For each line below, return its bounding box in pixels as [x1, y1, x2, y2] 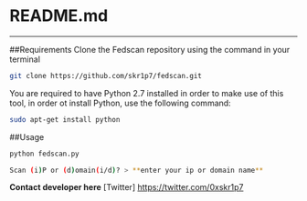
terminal [9, 54, 41, 65]
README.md [9, 5, 109, 26]
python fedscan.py [9, 149, 79, 158]
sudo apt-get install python [9, 115, 121, 124]
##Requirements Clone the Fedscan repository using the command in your [9, 44, 291, 55]
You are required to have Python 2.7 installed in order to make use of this [9, 87, 284, 98]
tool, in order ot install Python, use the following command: [9, 97, 231, 108]
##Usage [9, 131, 45, 142]
